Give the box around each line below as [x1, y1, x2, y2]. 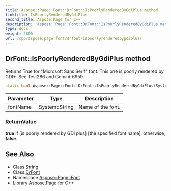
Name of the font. [78, 103, 121, 110]
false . [5, 135, 18, 141]
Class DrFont [12, 169, 40, 175]
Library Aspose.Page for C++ [12, 180, 75, 186]
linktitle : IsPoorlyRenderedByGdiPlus [5, 12, 88, 17]
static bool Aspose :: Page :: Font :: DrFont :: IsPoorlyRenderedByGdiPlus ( [5, 83, 156, 88]
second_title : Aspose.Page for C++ [5, 17, 81, 22]
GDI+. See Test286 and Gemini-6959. [5, 73, 84, 79]
